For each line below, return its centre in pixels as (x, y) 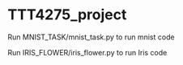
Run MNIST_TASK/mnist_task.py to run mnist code (91, 37)
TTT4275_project (67, 15)
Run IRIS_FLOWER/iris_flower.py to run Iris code (87, 52)
